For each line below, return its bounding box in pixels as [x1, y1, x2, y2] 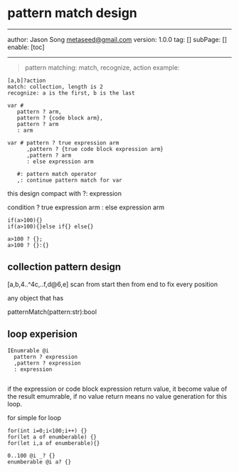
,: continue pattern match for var [16, 177, 122, 184]
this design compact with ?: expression [7, 189, 122, 197]
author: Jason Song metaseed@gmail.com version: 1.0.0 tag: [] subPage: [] [7, 35, 228, 43]
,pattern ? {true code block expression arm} [26, 145, 164, 152]
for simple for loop [7, 413, 62, 421]
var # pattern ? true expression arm [7, 139, 119, 147]
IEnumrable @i [7, 347, 50, 354]
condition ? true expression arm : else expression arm [7, 203, 165, 211]
